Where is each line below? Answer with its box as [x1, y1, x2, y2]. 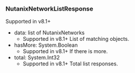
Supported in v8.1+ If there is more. [22, 48, 108, 55]
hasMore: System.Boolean [14, 41, 78, 48]
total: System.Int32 [14, 54, 60, 61]
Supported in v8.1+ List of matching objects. [22, 36, 130, 43]
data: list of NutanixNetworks [14, 29, 85, 36]
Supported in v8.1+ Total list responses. [22, 60, 119, 67]
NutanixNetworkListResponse [5, 5, 93, 13]
